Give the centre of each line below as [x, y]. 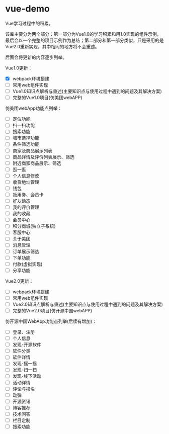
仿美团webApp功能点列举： [34, 108]
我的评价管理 [26, 207]
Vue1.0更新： [19, 68]
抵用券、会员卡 [28, 195]
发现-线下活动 [27, 376]
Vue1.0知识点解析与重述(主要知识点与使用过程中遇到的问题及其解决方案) [87, 92]
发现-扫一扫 [25, 370]
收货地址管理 [26, 182]
